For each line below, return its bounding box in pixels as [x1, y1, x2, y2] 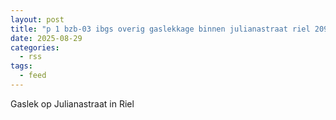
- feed [19, 71, 47, 81]
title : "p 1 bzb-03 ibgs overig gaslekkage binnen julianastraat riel [10, 24, 311, 34]
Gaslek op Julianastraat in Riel [10, 97, 135, 110]
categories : [10, 42, 60, 53]
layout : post [10, 14, 65, 25]
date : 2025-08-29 [10, 33, 83, 43]
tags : [10, 61, 33, 71]
